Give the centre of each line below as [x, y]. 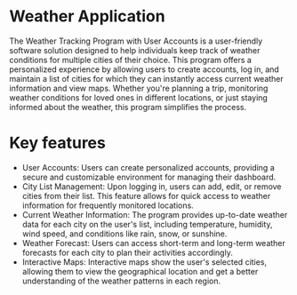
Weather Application [88, 16]
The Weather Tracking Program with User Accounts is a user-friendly [136, 41]
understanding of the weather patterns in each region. [121, 281]
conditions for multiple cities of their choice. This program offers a [130, 60]
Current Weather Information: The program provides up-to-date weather [155, 214]
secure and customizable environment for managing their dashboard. [149, 177]
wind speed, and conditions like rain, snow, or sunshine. [124, 234]
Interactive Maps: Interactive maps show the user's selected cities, [144, 262]
